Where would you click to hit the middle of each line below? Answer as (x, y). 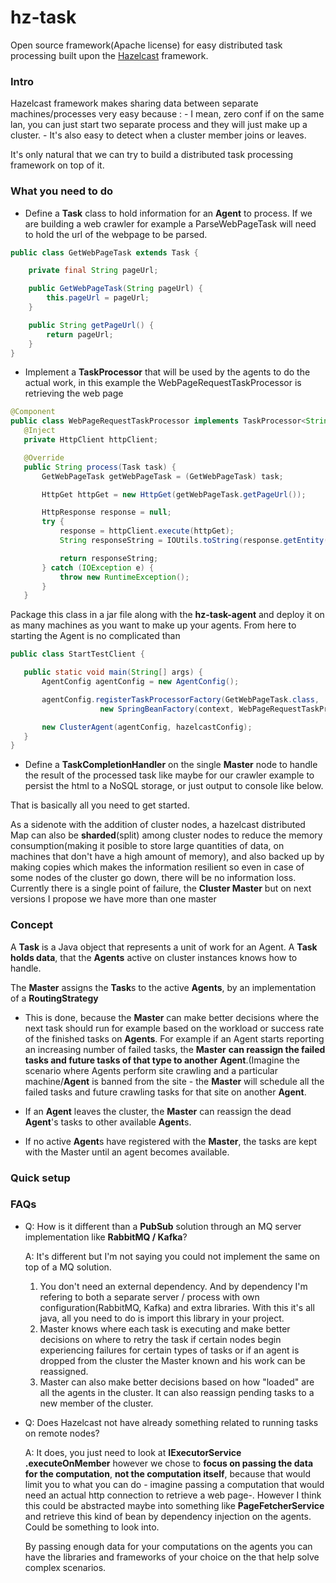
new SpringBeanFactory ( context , (167, 709)
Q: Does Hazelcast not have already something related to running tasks (171, 1422)
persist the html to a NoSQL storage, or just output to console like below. (174, 786)
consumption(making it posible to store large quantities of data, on (147, 846)
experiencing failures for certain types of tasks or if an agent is (169, 1350)
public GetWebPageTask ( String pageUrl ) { (115, 289)
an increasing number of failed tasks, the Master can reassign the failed (175, 1049)
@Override (44, 457)
